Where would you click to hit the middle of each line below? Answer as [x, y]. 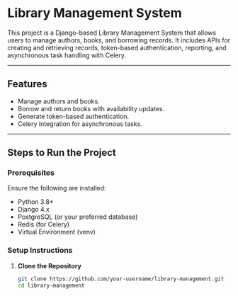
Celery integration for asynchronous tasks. [80, 124]
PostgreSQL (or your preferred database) [78, 217]
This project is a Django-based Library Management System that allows [112, 33]
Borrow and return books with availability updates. [91, 108]
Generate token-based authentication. [73, 116]
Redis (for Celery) [43, 224]
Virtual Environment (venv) [56, 232]
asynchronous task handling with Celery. [67, 55]
